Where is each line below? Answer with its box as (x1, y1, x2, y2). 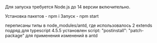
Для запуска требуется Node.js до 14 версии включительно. (5, 4, 131, 10)
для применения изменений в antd (25, 33, 98, 38)
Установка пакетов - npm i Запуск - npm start (5, 13, 99, 19)
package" (5, 33, 25, 38)
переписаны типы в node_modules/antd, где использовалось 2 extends (5, 22, 152, 28)
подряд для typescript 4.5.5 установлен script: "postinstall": (5, 28, 128, 33)
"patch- (128, 28, 144, 33)
